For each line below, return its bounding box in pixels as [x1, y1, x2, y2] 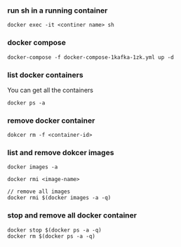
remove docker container [7, 115, 95, 125]
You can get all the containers [7, 86, 93, 94]
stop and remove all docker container [7, 211, 137, 220]
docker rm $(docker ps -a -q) [7, 232, 96, 240]
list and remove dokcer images [7, 148, 114, 158]
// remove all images [7, 188, 71, 195]
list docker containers [7, 69, 83, 79]
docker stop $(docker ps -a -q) [7, 227, 102, 234]
